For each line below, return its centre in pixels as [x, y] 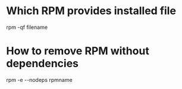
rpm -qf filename [27, 27]
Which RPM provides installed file [91, 11]
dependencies [43, 64]
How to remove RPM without [78, 51]
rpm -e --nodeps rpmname [39, 80]
